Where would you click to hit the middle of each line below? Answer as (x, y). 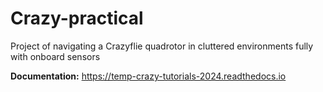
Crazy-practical (77, 18)
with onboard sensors (55, 56)
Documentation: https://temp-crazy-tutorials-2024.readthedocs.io (148, 76)
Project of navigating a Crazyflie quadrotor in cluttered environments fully (162, 46)
